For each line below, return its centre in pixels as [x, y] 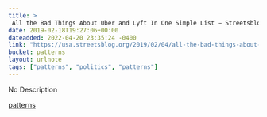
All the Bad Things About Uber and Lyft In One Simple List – [117, 23]
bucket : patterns [37, 52]
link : [17, 45]
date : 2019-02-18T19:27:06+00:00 [64, 30]
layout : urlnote [35, 60]
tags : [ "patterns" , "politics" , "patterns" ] [83, 67]
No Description [33, 89]
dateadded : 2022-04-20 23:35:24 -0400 [72, 38]
